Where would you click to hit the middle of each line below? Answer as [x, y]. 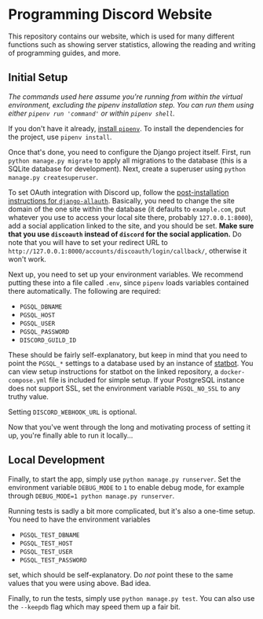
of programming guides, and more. [64, 53]
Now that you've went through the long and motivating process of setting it [130, 427]
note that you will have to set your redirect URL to [88, 242]
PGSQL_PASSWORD [44, 331]
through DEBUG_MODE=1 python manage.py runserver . [91, 496]
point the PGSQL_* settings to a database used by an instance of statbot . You [131, 363]
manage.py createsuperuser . [53, 177]
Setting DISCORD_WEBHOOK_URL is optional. [73, 412]
